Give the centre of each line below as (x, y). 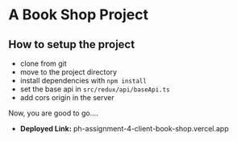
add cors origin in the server (67, 97)
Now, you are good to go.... (54, 113)
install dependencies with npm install (83, 81)
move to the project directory (69, 72)
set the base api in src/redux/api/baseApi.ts (95, 89)
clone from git (43, 63)
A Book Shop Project (79, 15)
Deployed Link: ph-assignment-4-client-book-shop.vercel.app (124, 129)
